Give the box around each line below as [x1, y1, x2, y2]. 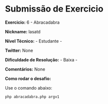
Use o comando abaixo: [5, 85, 52, 90]
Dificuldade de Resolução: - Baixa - [5, 57, 77, 62]
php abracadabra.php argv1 [5, 94, 60, 99]
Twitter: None [5, 47, 33, 53]
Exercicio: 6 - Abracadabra [5, 19, 60, 25]
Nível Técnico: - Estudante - [5, 38, 62, 44]
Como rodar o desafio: [5, 75, 51, 81]
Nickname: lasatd [5, 29, 41, 34]
